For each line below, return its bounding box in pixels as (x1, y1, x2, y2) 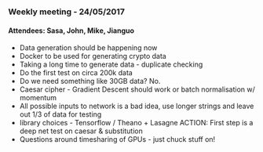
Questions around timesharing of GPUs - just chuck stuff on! (19, 135, 216, 144)
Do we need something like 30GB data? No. (19, 77, 161, 86)
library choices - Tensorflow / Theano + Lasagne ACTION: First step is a (19, 118, 254, 128)
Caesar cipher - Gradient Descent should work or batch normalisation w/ (19, 85, 255, 94)
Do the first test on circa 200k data (19, 68, 133, 78)
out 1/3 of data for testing (19, 110, 102, 119)
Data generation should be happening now (19, 43, 158, 52)
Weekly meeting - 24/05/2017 (8, 6, 126, 17)
